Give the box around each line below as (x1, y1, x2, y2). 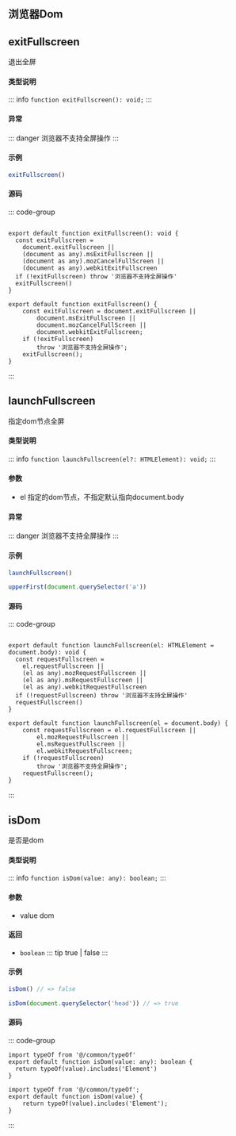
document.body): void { (8, 649, 87, 657)
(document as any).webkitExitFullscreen (22, 264, 158, 272)
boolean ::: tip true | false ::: (19, 947, 108, 958)
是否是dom (8, 835, 44, 845)
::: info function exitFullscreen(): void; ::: (8, 94, 152, 105)
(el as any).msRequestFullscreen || (22, 677, 144, 685)
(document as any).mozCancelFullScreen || (22, 257, 165, 265)
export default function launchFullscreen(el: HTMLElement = (8, 642, 215, 650)
